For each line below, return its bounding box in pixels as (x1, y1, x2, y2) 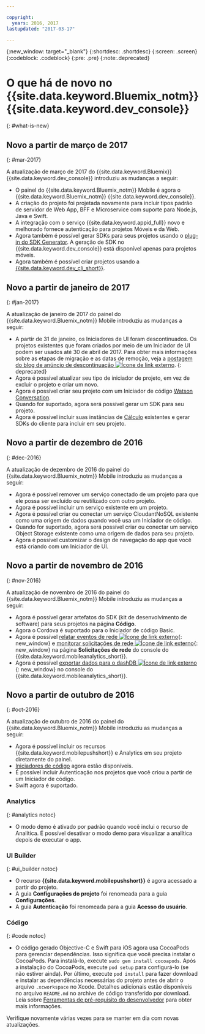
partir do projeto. (15, 883, 58, 891)
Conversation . (15, 393, 51, 401)
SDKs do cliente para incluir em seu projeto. (15, 420, 127, 427)
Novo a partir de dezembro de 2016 (6, 437, 143, 448)
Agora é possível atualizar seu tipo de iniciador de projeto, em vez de (15, 374, 190, 382)
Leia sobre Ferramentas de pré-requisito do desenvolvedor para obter (15, 996, 192, 1003)
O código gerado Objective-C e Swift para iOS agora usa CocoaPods (15, 944, 190, 951)
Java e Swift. (15, 213, 48, 220)
